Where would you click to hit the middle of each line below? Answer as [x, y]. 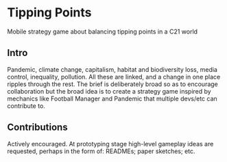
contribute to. [26, 106]
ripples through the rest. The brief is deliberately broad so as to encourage [112, 84]
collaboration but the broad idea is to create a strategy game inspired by [109, 91]
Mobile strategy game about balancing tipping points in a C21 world [102, 31]
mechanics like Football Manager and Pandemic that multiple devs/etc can [112, 98]
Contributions [37, 127]
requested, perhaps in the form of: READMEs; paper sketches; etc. [101, 151]
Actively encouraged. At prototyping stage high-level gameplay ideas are [110, 144]
